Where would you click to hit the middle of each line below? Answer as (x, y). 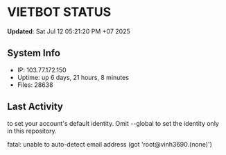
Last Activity (35, 107)
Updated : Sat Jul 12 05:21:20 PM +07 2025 (69, 31)
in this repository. (32, 131)
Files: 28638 (35, 85)
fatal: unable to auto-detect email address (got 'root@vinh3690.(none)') (110, 144)
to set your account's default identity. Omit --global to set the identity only (113, 123)
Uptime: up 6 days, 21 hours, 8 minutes (73, 77)
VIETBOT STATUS (59, 12)
